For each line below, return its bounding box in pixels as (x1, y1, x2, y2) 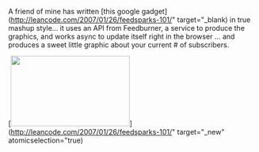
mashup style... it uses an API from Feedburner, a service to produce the (8, 24, 246, 32)
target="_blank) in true (177, 15, 251, 24)
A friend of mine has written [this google (8, 7, 140, 16)
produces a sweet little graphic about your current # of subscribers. (8, 40, 230, 50)
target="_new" (177, 128, 225, 136)
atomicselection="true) (8, 135, 84, 145)
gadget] (141, 7, 168, 16)
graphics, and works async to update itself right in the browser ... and (8, 32, 235, 41)
